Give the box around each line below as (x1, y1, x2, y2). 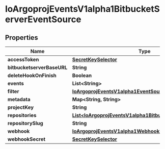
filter (7, 88, 20, 95)
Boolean (72, 72, 92, 79)
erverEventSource (5, 14, 82, 25)
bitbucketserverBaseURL (7, 64, 68, 71)
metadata (7, 96, 30, 102)
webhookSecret (7, 136, 46, 143)
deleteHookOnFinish (7, 72, 56, 79)
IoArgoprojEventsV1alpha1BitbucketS (5, 3, 160, 15)
